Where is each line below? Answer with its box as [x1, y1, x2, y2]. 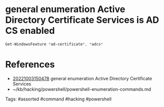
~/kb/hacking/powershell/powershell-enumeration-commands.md [12, 86, 151, 92]
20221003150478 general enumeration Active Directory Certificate [12, 75, 152, 81]
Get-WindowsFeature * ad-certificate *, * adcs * [5, 41, 103, 46]
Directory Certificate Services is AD [5, 14, 159, 26]
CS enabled [5, 25, 55, 36]
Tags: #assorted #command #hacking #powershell [5, 96, 112, 102]
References [5, 59, 55, 70]
